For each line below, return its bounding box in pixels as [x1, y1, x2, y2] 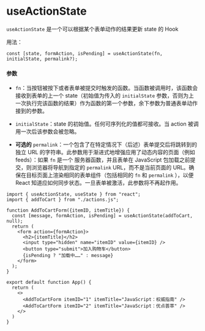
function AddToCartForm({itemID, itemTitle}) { [6, 207, 130, 214]
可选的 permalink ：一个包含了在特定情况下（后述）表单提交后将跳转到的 [15, 141, 198, 148]
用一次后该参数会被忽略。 [15, 128, 80, 135]
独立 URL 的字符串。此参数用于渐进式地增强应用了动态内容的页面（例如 [15, 149, 196, 156]
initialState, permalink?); [6, 56, 78, 62]
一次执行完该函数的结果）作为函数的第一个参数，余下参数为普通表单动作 [15, 100, 198, 107]
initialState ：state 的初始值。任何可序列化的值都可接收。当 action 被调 [15, 121, 199, 128]
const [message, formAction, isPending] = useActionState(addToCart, [12, 213, 193, 219]
